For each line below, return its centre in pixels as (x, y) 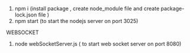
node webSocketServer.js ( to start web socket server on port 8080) (98, 44)
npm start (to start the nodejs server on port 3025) (76, 21)
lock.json (26, 15)
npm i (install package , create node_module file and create (87, 9)
